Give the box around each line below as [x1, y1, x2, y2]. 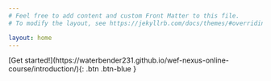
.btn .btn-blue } [85, 64, 137, 74]
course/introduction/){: [8, 64, 85, 74]
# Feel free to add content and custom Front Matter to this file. [8, 11, 240, 20]
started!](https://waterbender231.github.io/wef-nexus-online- [24, 55, 230, 65]
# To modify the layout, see [8, 19, 106, 27]
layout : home [8, 34, 52, 42]
